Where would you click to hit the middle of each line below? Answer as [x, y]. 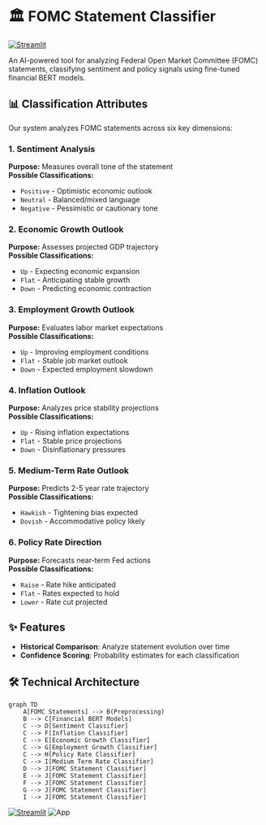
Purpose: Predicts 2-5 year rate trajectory [79, 488]
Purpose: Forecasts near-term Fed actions [80, 560]
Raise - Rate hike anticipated [68, 584]
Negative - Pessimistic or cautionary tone [89, 208]
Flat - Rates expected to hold [70, 593]
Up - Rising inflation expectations [75, 432]
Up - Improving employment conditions [84, 352]
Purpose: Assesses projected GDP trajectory [84, 247]
